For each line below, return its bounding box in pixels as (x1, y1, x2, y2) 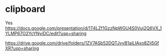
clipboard (5, 3, 46, 15)
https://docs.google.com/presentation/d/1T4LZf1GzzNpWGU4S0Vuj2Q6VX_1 (5, 25, 162, 31)
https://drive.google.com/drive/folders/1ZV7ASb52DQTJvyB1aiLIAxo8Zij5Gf (5, 40, 160, 46)
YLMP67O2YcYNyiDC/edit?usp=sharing (5, 30, 87, 36)
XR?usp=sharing (5, 45, 39, 51)
